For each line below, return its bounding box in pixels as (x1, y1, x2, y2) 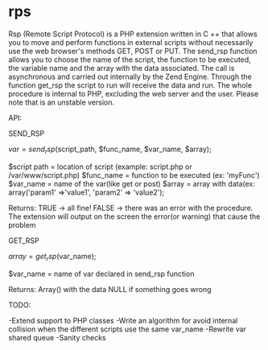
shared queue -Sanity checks (8, 332, 106, 342)
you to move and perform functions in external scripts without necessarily (8, 37, 254, 47)
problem (8, 220, 36, 229)
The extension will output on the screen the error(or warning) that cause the (8, 212, 261, 221)
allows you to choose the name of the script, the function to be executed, (8, 55, 251, 64)
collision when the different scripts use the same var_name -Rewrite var (8, 324, 247, 334)
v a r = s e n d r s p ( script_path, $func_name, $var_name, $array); (8, 144, 212, 155)
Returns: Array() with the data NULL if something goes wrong (8, 284, 212, 294)
